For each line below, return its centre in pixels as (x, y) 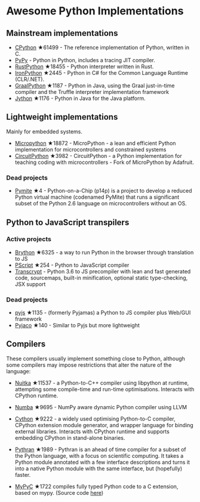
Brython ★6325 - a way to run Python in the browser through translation (104, 252)
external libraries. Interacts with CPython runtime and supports (92, 431)
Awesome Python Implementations (95, 11)
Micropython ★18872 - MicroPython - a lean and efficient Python (95, 143)
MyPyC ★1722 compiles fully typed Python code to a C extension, (96, 486)
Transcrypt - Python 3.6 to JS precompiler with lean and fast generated (103, 271)
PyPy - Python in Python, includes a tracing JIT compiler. (85, 60)
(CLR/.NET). (30, 79)
